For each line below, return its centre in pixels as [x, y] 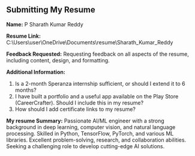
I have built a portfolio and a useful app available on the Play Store [97, 96]
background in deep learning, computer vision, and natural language [91, 127]
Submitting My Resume [51, 10]
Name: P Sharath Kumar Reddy [45, 24]
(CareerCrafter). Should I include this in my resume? [79, 103]
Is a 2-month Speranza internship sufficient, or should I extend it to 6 [100, 83]
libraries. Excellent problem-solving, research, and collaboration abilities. [96, 140]
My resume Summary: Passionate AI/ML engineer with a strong [85, 121]
